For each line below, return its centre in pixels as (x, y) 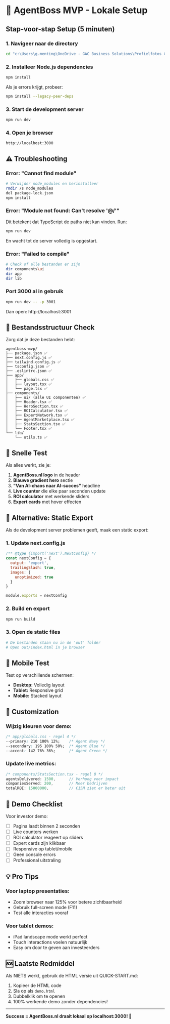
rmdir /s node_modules (30, 188)
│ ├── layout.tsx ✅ (29, 384)
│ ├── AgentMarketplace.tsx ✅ (40, 420)
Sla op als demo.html (34, 991)
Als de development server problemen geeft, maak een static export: (77, 530)
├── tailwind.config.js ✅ (33, 362)
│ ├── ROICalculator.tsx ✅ (37, 411)
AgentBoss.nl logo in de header (46, 475)
